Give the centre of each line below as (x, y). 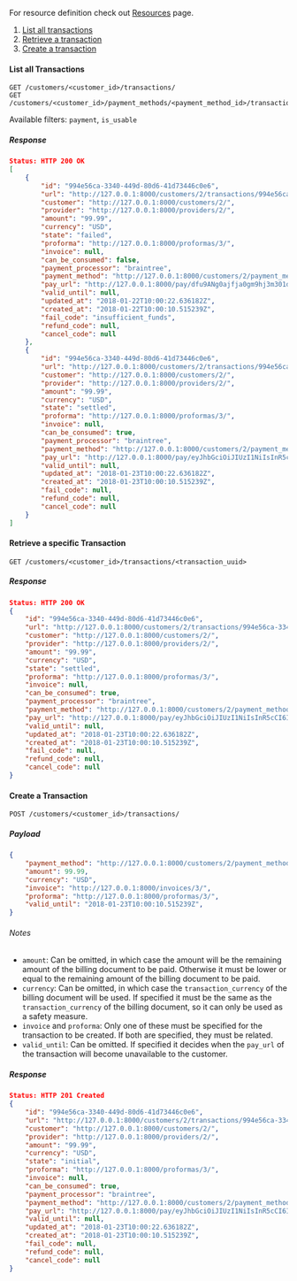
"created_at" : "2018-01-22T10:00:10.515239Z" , (128, 309)
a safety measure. (55, 1016)
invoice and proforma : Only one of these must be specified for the (142, 1026)
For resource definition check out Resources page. (102, 13)
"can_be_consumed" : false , (91, 260)
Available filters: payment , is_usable (73, 119)
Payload (25, 833)
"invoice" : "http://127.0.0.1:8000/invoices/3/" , (118, 888)
